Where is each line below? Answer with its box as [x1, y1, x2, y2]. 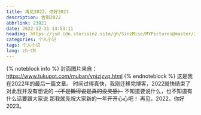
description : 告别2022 [6, 14, 61, 20]
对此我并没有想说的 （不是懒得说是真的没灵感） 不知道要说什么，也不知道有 [6, 87, 193, 95]
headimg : [6, 31, 28, 37]
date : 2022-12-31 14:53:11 [6, 25, 74, 32]
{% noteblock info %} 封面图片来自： [6, 65, 98, 72]
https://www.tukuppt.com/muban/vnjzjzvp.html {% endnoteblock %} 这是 [6, 72, 188, 80]
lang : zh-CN [6, 48, 36, 54]
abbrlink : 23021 [6, 20, 47, 26]
